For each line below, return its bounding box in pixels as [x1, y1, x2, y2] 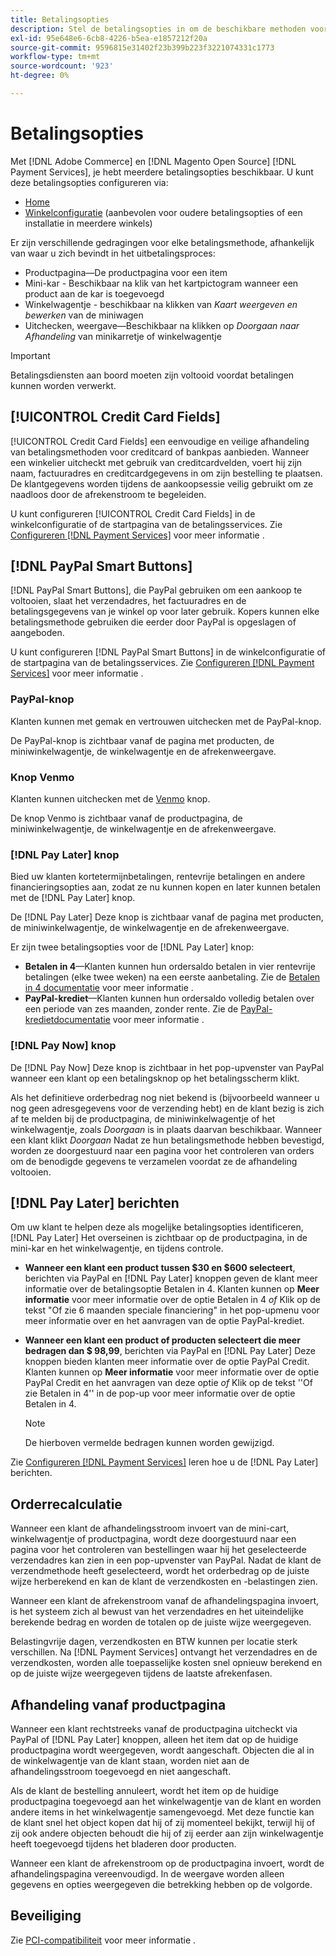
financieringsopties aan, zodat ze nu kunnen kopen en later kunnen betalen [10, 881, 321, 893]
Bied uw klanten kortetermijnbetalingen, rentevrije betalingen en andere [10, 871, 306, 883]
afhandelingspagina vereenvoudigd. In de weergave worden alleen [10, 1868, 285, 1880]
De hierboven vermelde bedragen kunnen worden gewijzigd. [24, 1437, 275, 1449]
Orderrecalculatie [10, 1496, 123, 1513]
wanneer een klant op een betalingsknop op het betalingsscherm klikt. [10, 1072, 300, 1084]
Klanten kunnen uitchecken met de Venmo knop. [10, 793, 211, 805]
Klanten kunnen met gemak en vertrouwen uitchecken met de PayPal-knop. [10, 715, 322, 727]
